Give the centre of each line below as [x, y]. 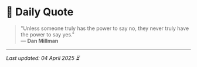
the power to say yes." [47, 34]
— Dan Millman [39, 41]
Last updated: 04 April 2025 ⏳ [43, 58]
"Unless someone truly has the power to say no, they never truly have [105, 28]
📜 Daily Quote [40, 12]
